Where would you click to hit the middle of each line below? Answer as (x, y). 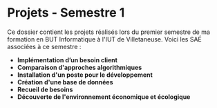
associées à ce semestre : (44, 46)
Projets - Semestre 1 (66, 13)
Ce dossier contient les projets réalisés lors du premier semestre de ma (109, 32)
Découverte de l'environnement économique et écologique (104, 97)
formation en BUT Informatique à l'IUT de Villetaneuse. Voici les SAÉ (104, 39)
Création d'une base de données (65, 82)
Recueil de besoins (45, 89)
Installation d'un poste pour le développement (85, 75)
